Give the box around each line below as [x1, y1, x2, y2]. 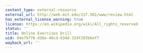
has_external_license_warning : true [5, 17, 83, 22]
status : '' [5, 26, 29, 31]
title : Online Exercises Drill [5, 31, 72, 36]
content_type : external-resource [5, 7, 77, 13]
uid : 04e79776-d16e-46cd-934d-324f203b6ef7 [5, 36, 100, 41]
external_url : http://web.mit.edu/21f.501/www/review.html [5, 12, 134, 17]
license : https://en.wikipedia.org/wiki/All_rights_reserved [5, 21, 138, 27]
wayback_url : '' [5, 40, 40, 45]
